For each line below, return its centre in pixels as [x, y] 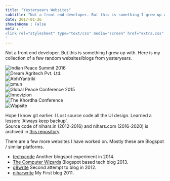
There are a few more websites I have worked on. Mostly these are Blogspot [85, 141]
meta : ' [14, 29]
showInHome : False [26, 24]
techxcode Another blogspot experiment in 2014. [63, 156]
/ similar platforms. [25, 147]
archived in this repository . [33, 131]
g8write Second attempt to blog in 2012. [54, 167]
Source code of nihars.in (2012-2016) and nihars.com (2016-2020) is [77, 126]
